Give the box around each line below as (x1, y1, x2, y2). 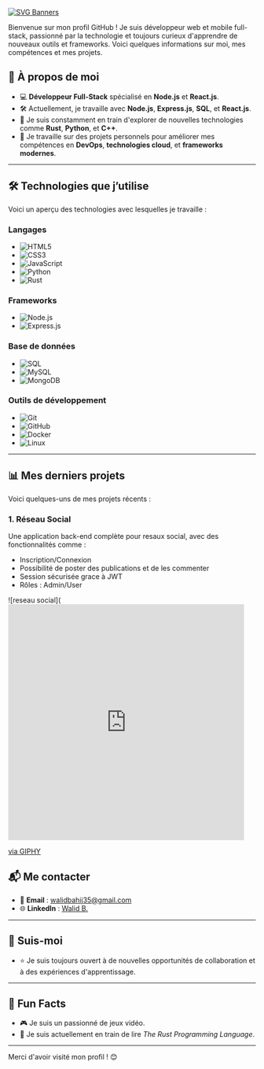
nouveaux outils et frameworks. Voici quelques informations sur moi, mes (8, 39, 246, 49)
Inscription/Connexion (19, 555, 92, 564)
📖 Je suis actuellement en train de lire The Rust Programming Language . (19, 1030, 255, 1039)
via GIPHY (8, 846, 42, 856)
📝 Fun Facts (8, 997, 67, 1010)
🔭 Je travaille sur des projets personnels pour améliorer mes (19, 131, 215, 141)
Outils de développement (8, 395, 107, 406)
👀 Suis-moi (8, 934, 63, 948)
